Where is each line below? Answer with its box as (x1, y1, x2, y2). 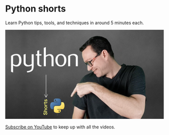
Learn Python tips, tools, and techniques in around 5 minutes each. (5, 20, 144, 26)
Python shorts (5, 3, 66, 15)
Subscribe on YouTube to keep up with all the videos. (5, 124, 116, 130)
